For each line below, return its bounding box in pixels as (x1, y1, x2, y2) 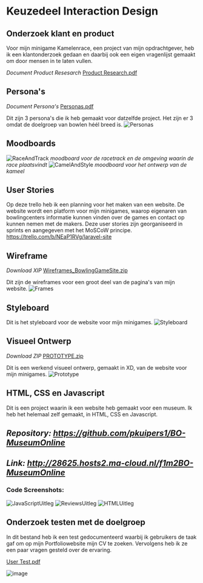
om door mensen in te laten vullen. (6, 58, 93, 64)
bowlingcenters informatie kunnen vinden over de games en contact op (6, 214, 185, 221)
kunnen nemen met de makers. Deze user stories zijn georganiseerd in (6, 220, 183, 228)
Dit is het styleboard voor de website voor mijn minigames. (6, 319, 153, 326)
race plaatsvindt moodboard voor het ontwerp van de (6, 161, 187, 168)
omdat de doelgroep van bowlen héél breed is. (6, 121, 123, 128)
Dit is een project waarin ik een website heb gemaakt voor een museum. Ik (6, 404, 193, 411)
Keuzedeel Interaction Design (6, 4, 159, 18)
